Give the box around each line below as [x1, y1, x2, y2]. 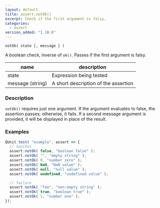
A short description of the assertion [52, 80, 133, 86]
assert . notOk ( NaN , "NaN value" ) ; [9, 162, 82, 167]
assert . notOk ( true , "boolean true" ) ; [9, 189, 91, 194]
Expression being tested [52, 72, 108, 78]
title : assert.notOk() [5, 12, 52, 17]
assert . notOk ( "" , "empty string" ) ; [9, 153, 87, 158]
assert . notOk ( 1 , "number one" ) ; [9, 194, 80, 199]
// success [9, 144, 32, 149]
